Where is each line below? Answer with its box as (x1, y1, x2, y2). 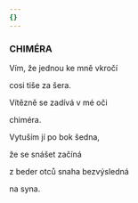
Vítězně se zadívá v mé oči (9, 97, 109, 108)
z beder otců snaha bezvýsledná (9, 166, 129, 176)
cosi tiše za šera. (9, 79, 71, 90)
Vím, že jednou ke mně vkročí (9, 62, 118, 73)
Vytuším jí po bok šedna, (9, 131, 101, 142)
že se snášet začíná (9, 149, 82, 159)
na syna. (9, 183, 41, 194)
